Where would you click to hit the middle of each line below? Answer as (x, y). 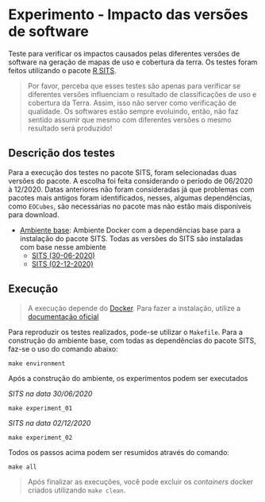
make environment (37, 364)
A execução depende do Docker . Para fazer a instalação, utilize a (134, 308)
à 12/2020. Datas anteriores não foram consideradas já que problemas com (132, 189)
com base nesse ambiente (63, 247)
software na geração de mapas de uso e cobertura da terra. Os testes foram (133, 62)
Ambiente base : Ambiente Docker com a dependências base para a (130, 230)
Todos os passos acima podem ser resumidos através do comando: (119, 452)
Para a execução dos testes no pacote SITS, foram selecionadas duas (123, 172)
